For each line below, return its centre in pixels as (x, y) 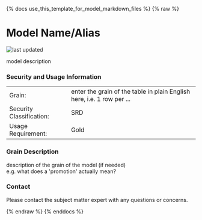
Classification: (29, 117)
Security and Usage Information (54, 76)
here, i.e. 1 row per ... (101, 99)
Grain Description (32, 151)
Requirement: (28, 133)
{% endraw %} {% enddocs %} (45, 211)
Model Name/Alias (53, 33)
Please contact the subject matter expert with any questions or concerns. (97, 200)
